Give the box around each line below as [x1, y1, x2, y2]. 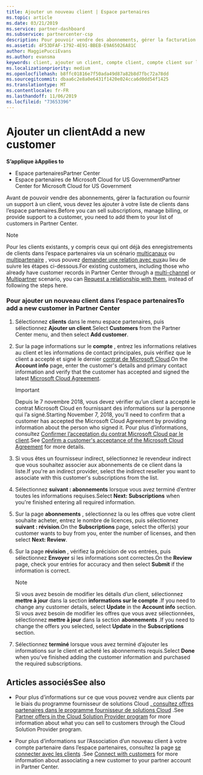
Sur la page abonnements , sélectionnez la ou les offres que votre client [14, 510, 196, 517]
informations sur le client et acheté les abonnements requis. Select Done [14, 647, 195, 654]
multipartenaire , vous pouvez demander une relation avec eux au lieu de [6, 256, 186, 263]
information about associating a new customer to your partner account [14, 756, 192, 764]
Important [14, 386, 40, 394]
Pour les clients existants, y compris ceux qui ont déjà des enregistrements [6, 243, 193, 250]
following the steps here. [6, 282, 68, 289]
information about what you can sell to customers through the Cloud [14, 719, 185, 726]
